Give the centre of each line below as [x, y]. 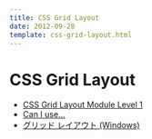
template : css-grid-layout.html [71, 35]
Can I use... [44, 114]
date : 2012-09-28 [42, 26]
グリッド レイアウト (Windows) [81, 125]
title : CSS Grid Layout [55, 18]
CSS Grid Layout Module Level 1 [83, 104]
